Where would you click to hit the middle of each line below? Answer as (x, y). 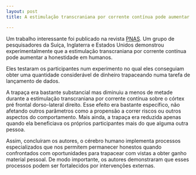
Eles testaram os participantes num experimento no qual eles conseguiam (95, 68)
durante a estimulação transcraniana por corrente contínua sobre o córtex (95, 98)
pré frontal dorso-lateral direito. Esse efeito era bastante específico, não (93, 104)
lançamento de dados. (33, 81)
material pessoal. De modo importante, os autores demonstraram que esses (97, 159)
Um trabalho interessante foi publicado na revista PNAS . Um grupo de (90, 38)
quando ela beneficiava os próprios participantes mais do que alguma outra (97, 123)
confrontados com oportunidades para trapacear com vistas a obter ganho (97, 153)
